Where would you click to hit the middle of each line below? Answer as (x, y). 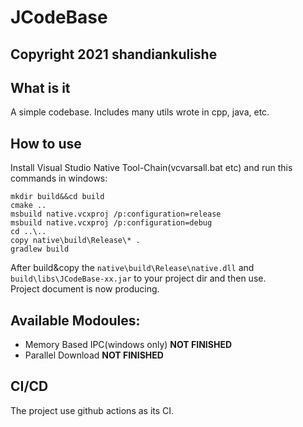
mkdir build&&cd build (57, 197)
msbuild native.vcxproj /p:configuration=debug (111, 223)
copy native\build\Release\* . (75, 241)
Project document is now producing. (85, 289)
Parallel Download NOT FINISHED (94, 355)
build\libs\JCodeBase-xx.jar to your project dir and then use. (138, 278)
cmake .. (28, 206)
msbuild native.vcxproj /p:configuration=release (116, 214)
